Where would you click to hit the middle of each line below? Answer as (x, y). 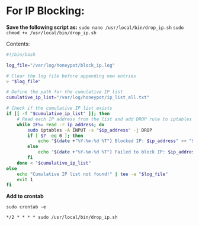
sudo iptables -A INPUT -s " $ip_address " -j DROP (90, 130)
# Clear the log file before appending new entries (71, 76)
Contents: (18, 44)
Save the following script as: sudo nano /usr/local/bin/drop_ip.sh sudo (95, 27)
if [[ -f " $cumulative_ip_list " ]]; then (58, 114)
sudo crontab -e (26, 207)
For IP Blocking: (45, 11)
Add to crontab (25, 196)
